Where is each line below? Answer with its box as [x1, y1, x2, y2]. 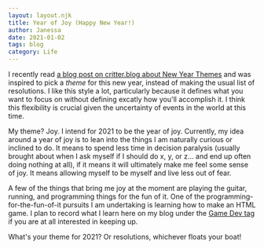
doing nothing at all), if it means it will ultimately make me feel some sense [8, 160, 249, 169]
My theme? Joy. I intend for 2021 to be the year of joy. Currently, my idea [8, 126, 244, 136]
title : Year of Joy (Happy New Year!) [8, 19, 135, 27]
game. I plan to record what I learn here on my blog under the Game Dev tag [8, 209, 255, 218]
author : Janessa [8, 26, 61, 34]
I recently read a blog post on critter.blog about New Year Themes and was [8, 70, 251, 79]
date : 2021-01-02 [8, 33, 65, 42]
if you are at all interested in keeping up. [8, 217, 138, 226]
